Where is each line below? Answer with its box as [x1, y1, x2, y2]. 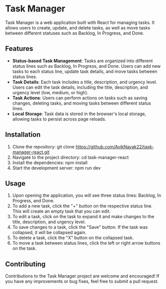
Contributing [5, 260, 46, 268]
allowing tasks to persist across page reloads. [12, 116, 106, 122]
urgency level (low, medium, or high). [12, 89, 88, 95]
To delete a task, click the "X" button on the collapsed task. [12, 235, 134, 241]
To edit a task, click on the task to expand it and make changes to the [12, 214, 155, 220]
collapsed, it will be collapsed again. [12, 230, 87, 236]
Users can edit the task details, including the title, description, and [12, 84, 148, 90]
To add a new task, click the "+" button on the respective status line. [12, 203, 153, 209]
